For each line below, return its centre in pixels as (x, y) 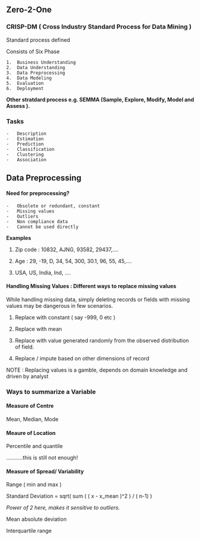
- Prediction (25, 144)
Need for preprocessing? (38, 193)
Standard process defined (38, 40)
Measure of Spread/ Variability (45, 471)
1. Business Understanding (41, 62)
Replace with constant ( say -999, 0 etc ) (65, 317)
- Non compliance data (37, 221)
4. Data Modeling (29, 78)
